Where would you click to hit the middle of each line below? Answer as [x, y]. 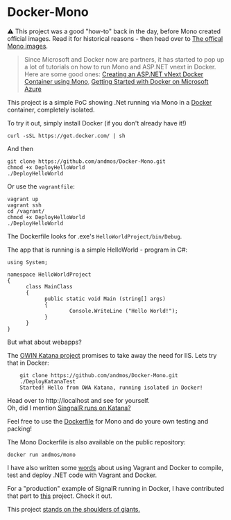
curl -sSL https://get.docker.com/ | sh [67, 136]
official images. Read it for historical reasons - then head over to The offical [115, 38]
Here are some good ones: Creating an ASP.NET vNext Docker [114, 74]
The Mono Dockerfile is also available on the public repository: [96, 442]
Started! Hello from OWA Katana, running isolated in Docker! [111, 388]
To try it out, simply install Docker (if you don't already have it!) [97, 123]
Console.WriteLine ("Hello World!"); [123, 311]
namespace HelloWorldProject [49, 275]
